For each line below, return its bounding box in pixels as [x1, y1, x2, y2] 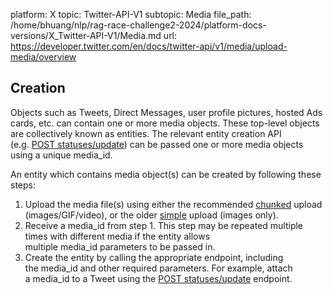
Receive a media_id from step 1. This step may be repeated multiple [24, 219, 304, 231]
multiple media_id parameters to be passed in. [24, 240, 216, 253]
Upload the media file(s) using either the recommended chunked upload [24, 198, 323, 210]
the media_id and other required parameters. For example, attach [24, 262, 293, 274]
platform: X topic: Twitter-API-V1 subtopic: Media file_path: [10, 9, 252, 20]
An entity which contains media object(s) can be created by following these [10, 168, 322, 180]
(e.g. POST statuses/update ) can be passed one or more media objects [10, 138, 304, 150]
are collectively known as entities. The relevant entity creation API [10, 127, 282, 139]
